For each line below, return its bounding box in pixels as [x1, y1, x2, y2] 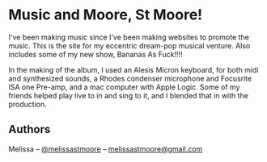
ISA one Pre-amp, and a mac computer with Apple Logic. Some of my [8, 82, 240, 92]
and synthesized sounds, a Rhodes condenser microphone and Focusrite [8, 73, 252, 83]
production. [8, 99, 47, 109]
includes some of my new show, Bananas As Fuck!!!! [8, 49, 184, 59]
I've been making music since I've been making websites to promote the [8, 32, 249, 42]
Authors [8, 123, 51, 136]
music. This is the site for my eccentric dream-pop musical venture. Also [8, 40, 251, 50]
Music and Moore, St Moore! [8, 6, 203, 24]
